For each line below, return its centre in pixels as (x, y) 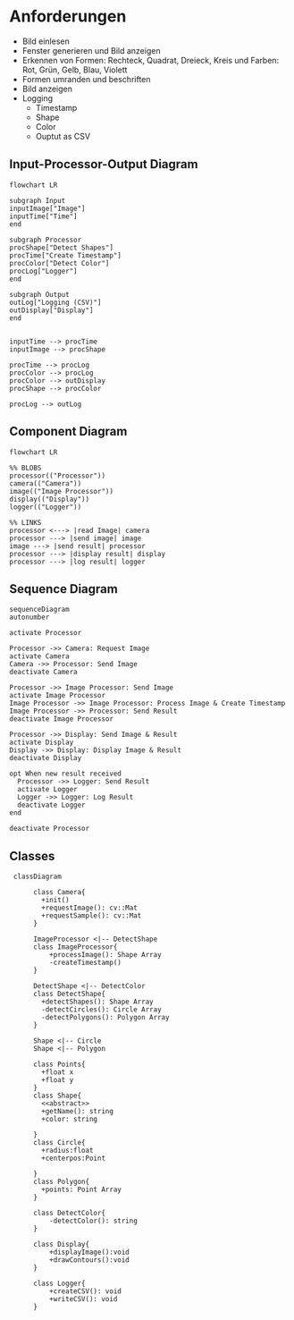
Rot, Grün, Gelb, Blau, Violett (75, 70)
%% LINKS (25, 522)
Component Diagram (68, 432)
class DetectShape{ (69, 994)
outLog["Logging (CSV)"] (55, 302)
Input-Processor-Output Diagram (104, 164)
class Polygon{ (61, 1182)
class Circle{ (59, 1143)
